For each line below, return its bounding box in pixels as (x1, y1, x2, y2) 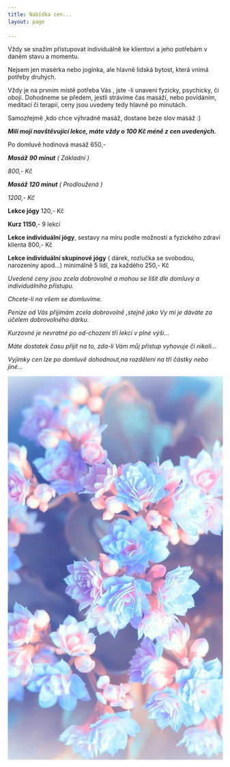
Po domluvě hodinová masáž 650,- (8, 140, 106, 149)
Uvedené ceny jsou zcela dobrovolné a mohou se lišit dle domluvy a (8, 275, 200, 283)
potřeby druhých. (8, 73, 57, 81)
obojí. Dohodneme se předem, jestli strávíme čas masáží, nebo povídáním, (8, 93, 217, 102)
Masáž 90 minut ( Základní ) (8, 154, 89, 162)
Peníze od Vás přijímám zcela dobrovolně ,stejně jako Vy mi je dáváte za (8, 308, 212, 316)
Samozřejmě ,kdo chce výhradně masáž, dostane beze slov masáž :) (8, 114, 201, 123)
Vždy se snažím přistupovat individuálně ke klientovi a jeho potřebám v (8, 45, 207, 53)
